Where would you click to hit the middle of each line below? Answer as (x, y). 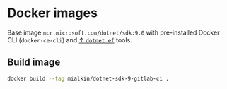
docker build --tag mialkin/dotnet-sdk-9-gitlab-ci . (88, 78)
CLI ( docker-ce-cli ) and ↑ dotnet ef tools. (70, 40)
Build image (34, 63)
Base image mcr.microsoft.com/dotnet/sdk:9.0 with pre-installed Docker (113, 32)
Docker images (52, 13)
